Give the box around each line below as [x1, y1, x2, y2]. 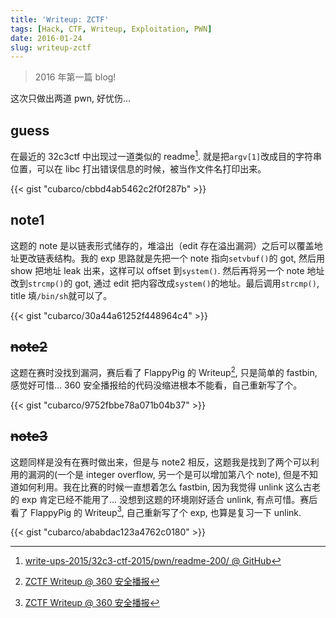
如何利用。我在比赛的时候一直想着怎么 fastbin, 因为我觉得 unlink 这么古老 [18, 481, 322, 493]
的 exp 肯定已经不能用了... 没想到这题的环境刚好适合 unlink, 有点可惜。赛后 [10, 493, 318, 505]
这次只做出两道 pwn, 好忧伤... [10, 92, 132, 105]
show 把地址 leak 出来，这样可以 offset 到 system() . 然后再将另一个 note [10, 264, 305, 276]
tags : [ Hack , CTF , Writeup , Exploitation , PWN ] [10, 24, 213, 34]
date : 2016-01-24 [10, 33, 83, 43]
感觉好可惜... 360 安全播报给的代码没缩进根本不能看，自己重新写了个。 [10, 379, 303, 391]
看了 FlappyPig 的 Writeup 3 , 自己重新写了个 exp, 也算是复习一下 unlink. [10, 504, 302, 518]
